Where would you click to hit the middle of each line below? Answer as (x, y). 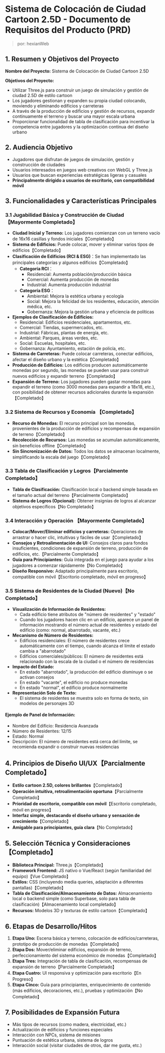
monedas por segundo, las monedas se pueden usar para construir (81, 370)
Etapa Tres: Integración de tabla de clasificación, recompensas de (80, 961)
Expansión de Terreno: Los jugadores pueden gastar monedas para (82, 382)
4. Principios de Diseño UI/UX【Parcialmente (75, 764)
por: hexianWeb (33, 43)
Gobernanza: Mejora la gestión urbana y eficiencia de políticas (90, 312)
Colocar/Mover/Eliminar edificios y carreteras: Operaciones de (78, 532)
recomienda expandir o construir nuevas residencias (66, 747)
